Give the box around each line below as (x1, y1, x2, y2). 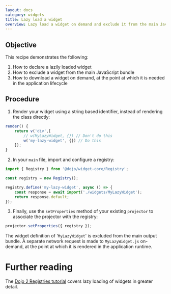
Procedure (5, 95, 40, 103)
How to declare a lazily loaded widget (12, 64, 92, 70)
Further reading (5, 261, 73, 273)
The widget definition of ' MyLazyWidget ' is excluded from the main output (5, 233, 157, 239)
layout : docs (5, 7, 33, 13)
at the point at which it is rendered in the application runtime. (24, 244, 153, 250)
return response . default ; (14, 194, 70, 199)
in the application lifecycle (12, 80, 68, 87)
